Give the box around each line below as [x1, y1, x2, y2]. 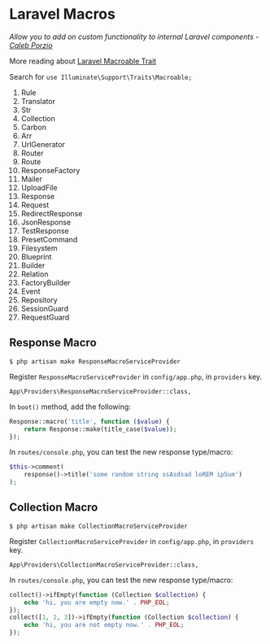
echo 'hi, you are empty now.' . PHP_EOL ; [24, 598, 170, 607]
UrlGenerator [20, 139, 66, 149]
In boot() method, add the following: [9, 402, 131, 411]
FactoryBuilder [20, 277, 72, 287]
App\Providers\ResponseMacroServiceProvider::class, [9, 387, 192, 395]
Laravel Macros [9, 5, 116, 24]
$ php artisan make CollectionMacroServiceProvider [9, 522, 188, 530]
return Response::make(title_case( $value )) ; [24, 424, 177, 433]
